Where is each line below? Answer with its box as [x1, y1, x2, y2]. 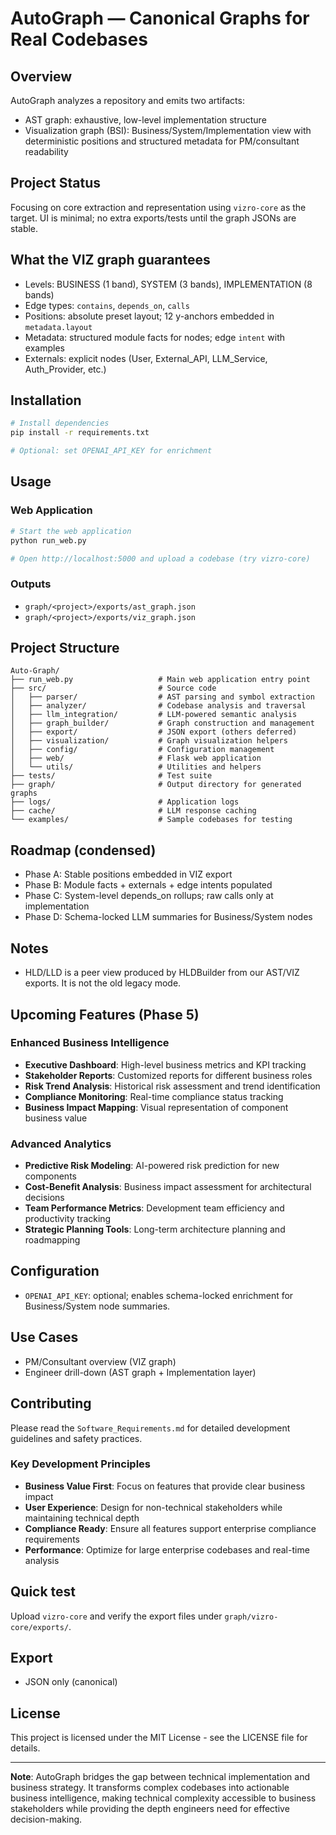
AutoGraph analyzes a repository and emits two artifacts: [10, 95, 245, 106]
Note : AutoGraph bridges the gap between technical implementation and [10, 1771, 311, 1783]
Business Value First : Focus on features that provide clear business [24, 1480, 306, 1492]
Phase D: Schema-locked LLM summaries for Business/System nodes [24, 911, 313, 923]
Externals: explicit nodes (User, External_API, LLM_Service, [24, 352, 268, 364]
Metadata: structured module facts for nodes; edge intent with [24, 331, 286, 343]
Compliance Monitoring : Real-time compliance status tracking [24, 1090, 284, 1102]
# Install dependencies [10, 418, 110, 429]
